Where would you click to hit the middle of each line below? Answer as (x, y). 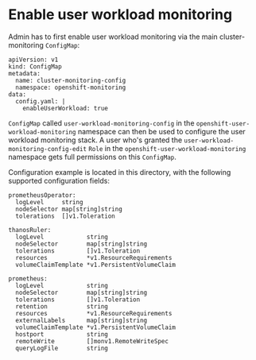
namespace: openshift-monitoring (71, 87)
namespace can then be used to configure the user (162, 131)
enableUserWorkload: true (66, 108)
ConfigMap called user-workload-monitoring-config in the (101, 123)
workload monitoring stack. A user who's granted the (95, 140)
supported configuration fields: (59, 180)
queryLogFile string (62, 348)
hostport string (62, 334)
